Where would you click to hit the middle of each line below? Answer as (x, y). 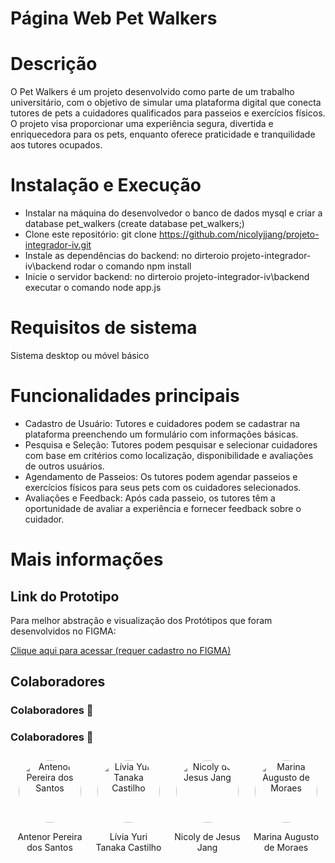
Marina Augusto (286, 836)
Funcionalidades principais (125, 396)
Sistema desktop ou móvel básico (80, 355)
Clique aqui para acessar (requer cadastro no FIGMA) (121, 650)
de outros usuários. (64, 466)
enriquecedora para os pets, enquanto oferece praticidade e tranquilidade (163, 134)
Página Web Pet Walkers (114, 18)
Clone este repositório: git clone (90, 234)
